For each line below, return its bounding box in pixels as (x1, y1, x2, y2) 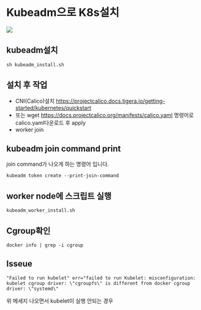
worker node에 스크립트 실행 (6, 191, 112, 201)
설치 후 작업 (6, 80, 48, 90)
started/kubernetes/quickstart (15, 104, 91, 111)
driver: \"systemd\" (6, 286, 59, 292)
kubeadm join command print (6, 143, 121, 153)
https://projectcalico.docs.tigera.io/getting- (56, 97, 165, 105)
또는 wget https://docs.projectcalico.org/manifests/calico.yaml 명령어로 (15, 111, 194, 119)
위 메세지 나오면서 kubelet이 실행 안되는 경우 (6, 297, 113, 304)
